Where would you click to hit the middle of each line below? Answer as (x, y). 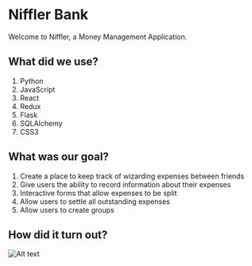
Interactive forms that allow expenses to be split (98, 193)
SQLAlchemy (41, 123)
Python (31, 80)
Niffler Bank (48, 15)
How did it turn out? (58, 235)
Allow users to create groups (67, 209)
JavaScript (37, 89)
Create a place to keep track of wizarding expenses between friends (132, 176)
